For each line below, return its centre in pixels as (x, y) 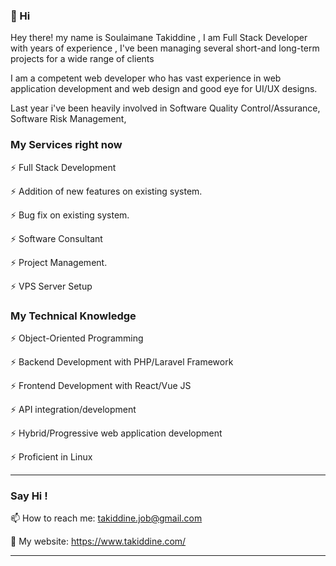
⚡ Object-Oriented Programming (77, 338)
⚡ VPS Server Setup (51, 286)
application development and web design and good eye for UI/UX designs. (164, 89)
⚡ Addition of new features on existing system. (106, 191)
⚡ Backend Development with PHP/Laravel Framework (122, 361)
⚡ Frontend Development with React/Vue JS (101, 385)
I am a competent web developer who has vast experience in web (146, 78)
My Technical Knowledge (73, 316)
